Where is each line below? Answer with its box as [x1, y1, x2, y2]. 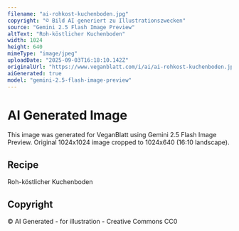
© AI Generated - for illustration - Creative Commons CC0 [7, 217, 178, 225]
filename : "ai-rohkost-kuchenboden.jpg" [7, 10, 129, 18]
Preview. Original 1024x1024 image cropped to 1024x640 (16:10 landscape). [7, 138, 230, 146]
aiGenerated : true [7, 70, 62, 77]
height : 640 [7, 43, 43, 50]
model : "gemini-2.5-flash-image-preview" [7, 76, 132, 84]
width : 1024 [7, 37, 43, 44]
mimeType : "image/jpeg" [7, 50, 78, 58]
